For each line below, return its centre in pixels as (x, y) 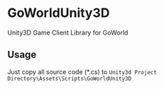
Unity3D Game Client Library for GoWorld (68, 32)
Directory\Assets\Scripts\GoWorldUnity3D (70, 78)
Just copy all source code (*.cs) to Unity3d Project (82, 71)
